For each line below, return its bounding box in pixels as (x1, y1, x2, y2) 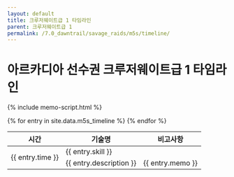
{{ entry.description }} (65, 158, 137, 168)
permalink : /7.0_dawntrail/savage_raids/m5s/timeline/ (7, 29, 170, 37)
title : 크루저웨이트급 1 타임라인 (7, 17, 92, 24)
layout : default (7, 10, 54, 17)
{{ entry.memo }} (142, 158, 198, 168)
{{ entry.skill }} (65, 147, 112, 157)
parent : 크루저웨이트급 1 (7, 23, 73, 30)
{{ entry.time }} (10, 153, 59, 162)
